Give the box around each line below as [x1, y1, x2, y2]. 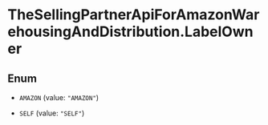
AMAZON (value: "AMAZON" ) [18, 93, 99, 102]
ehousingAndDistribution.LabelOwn [7, 22, 254, 41]
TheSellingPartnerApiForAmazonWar [7, 6, 260, 24]
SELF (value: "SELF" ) [18, 108, 85, 118]
